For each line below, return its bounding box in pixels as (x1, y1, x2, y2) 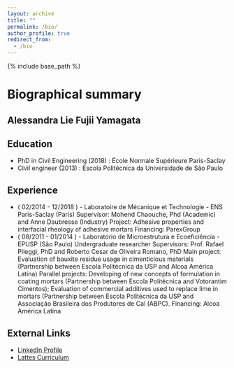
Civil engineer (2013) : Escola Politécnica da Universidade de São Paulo (17, 164, 224, 172)
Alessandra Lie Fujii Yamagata (7, 114, 141, 126)
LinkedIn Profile (17, 346, 63, 354)
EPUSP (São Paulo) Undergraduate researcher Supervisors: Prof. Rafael (17, 240, 224, 248)
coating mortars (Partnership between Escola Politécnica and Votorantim (17, 277, 227, 285)
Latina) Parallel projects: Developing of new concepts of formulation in (17, 270, 221, 278)
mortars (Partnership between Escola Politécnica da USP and (17, 292, 194, 301)
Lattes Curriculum (17, 353, 70, 362)
